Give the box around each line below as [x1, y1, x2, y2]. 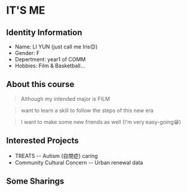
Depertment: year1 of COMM [14, 56, 86, 63]
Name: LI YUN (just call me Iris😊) [14, 43, 98, 50]
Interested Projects [6, 135, 79, 146]
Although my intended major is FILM [20, 95, 111, 102]
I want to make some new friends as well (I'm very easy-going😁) [20, 118, 181, 125]
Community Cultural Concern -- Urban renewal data [14, 159, 143, 166]
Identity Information [6, 27, 82, 38]
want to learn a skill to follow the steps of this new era [20, 107, 154, 114]
